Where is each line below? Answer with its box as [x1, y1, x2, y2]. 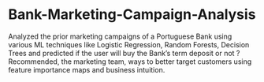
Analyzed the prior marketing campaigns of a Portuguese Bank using [8, 32, 232, 41]
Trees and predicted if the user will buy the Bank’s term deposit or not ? [8, 48, 240, 58]
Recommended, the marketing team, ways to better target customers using [8, 57, 252, 66]
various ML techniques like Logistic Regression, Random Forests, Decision [8, 39, 250, 49]
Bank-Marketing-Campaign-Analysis [8, 6, 256, 24]
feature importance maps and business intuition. [8, 65, 165, 74]
